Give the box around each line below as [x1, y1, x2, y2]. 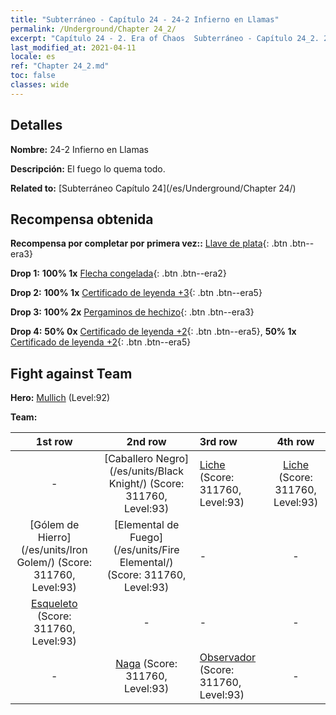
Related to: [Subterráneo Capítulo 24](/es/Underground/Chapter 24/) [10, 182, 297, 194]
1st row [35, 435, 73, 449]
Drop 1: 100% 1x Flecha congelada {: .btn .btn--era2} [10, 267, 227, 280]
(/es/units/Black [109, 464, 185, 478]
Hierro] [37, 531, 72, 545]
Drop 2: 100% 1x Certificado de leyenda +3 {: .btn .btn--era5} [10, 287, 263, 299]
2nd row [126, 435, 167, 449]
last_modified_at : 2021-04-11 [10, 42, 137, 53]
